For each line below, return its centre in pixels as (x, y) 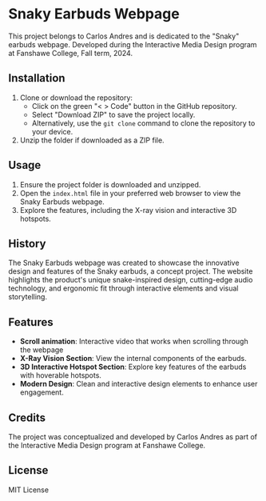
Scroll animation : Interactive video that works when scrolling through (134, 342)
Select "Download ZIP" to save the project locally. (113, 114)
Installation (37, 78)
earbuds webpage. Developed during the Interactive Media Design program (133, 44)
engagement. (42, 392)
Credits (27, 417)
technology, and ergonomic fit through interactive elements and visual (123, 288)
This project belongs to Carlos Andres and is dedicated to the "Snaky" (124, 36)
